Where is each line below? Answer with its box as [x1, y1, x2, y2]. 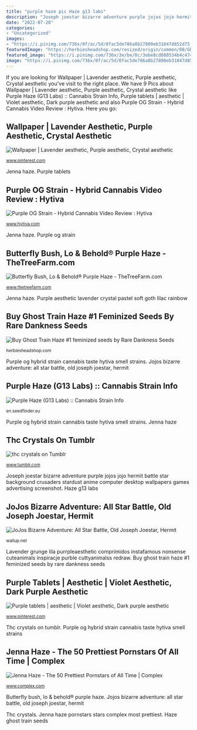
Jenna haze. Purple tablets [6, 168, 71, 175]
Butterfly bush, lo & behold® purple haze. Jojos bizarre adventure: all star [6, 693, 184, 700]
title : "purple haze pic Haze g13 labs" [6, 8, 107, 15]
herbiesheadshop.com [6, 347, 52, 353]
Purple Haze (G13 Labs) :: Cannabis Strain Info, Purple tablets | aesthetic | [6, 92, 185, 100]
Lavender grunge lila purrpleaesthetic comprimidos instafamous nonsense [6, 548, 186, 555]
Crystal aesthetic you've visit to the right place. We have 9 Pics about [6, 80, 174, 87]
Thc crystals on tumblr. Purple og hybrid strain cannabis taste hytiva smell [6, 624, 186, 630]
